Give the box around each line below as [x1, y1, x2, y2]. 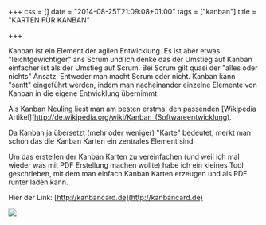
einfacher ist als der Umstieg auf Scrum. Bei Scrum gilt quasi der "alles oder [8, 63, 258, 73]
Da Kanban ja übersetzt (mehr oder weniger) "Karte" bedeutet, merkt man [8, 128, 252, 137]
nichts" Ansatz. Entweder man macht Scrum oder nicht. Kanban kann [8, 72, 236, 81]
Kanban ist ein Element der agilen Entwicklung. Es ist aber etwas [8, 46, 221, 55]
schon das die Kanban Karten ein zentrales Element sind [8, 136, 194, 146]
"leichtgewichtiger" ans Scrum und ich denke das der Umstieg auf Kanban [8, 55, 252, 64]
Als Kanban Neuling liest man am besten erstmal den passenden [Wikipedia [8, 104, 256, 113]
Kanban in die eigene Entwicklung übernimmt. [8, 89, 159, 98]
